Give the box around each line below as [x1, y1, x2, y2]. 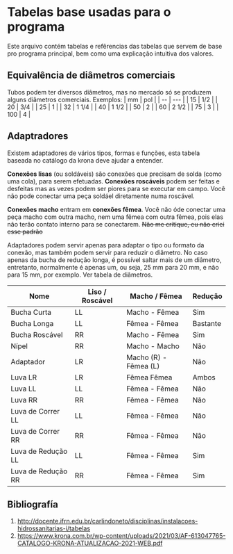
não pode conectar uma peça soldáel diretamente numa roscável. [7, 192, 196, 200]
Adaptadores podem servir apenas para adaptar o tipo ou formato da [7, 241, 205, 249]
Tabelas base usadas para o [7, 4, 171, 20]
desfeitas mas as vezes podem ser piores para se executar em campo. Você [7, 184, 225, 193]
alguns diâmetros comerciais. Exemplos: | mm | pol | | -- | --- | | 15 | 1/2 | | [7, 95, 218, 104]
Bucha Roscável [10, 329, 63, 339]
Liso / [87, 286, 107, 296]
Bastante [192, 318, 222, 328]
